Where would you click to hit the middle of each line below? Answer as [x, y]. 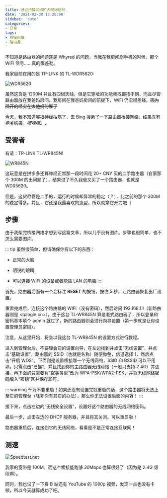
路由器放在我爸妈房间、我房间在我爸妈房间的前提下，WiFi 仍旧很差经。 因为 [82, 100]
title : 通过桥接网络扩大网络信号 [35, 10]
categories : [17, 24]
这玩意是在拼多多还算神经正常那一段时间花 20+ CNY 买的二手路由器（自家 [81, 173]
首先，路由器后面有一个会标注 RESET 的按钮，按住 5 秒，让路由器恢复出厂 [81, 292]
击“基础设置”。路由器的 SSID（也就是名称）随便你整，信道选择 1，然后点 [80, 354]
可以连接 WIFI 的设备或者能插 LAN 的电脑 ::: [57, 281]
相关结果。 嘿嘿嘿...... [27, 123]
